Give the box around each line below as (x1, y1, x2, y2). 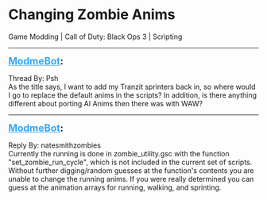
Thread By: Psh (8, 73, 59, 83)
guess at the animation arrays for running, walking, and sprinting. (8, 183, 222, 192)
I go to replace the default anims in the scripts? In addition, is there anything (8, 90, 257, 100)
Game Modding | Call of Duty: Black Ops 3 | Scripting (8, 32, 183, 41)
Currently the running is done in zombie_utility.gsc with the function (8, 148, 230, 158)
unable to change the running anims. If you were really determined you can (8, 174, 254, 183)
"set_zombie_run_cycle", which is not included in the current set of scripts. (8, 157, 253, 167)
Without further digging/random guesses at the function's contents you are (8, 165, 254, 175)
